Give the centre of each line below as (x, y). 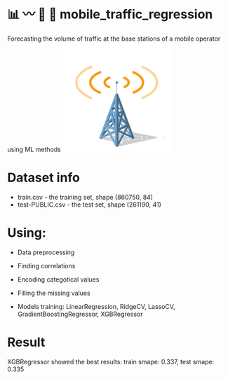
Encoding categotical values (58, 279)
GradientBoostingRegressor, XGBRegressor (80, 314)
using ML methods (34, 149)
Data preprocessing (46, 252)
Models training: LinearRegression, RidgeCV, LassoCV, (96, 306)
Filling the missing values (54, 293)
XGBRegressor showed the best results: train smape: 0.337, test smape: (111, 361)
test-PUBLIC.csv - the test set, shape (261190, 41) (89, 205)
